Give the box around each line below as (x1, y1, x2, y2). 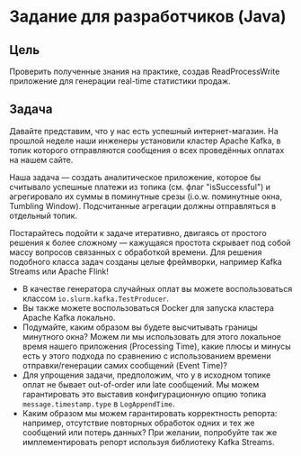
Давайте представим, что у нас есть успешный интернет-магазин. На (9, 125, 279, 136)
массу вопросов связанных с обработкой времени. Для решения (9, 246, 262, 258)
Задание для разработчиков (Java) (9, 6, 287, 27)
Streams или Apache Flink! (9, 266, 110, 277)
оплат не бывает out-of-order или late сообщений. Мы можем (22, 378, 260, 389)
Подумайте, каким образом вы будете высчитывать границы (22, 322, 258, 333)
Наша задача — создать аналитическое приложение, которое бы (9, 171, 261, 182)
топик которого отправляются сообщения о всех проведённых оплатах (9, 144, 285, 155)
